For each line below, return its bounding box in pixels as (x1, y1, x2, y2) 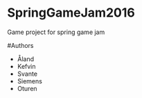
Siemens (17, 76, 43, 85)
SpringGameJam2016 (7, 5, 135, 21)
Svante (17, 70, 38, 78)
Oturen (17, 84, 37, 92)
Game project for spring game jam (7, 28, 105, 36)
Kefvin (17, 62, 36, 70)
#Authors (7, 41, 34, 49)
